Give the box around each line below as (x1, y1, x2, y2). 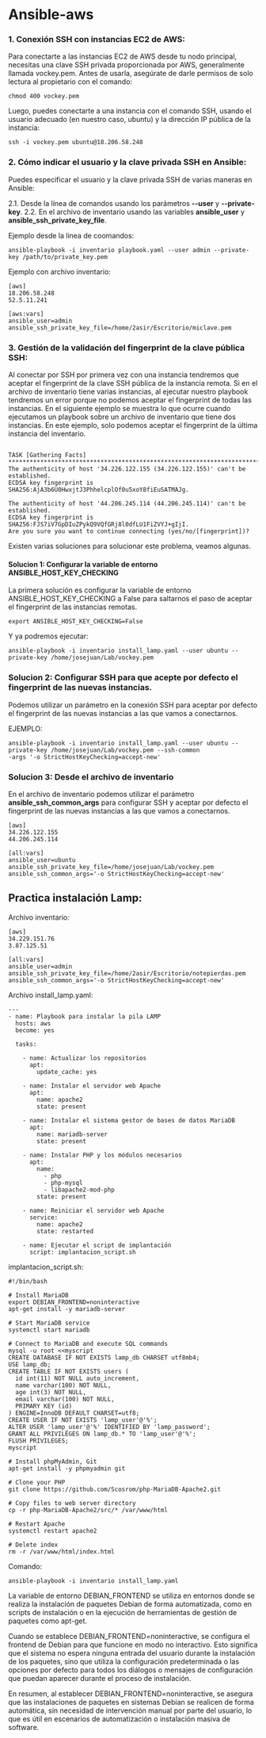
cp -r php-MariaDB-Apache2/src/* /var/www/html (8, 1506, 169, 1514)
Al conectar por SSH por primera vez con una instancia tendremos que (8, 370, 239, 379)
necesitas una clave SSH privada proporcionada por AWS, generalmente (8, 60, 245, 70)
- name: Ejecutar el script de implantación (22, 1241, 172, 1249)
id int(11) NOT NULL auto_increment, (15, 1374, 140, 1382)
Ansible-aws (8, 6, 94, 24)
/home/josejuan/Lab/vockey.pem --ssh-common (50, 746, 200, 754)
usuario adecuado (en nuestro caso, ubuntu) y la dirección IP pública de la (8, 115, 251, 124)
